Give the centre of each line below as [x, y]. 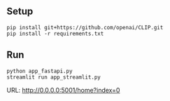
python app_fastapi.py [40, 71]
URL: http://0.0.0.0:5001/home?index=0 [63, 90]
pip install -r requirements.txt [55, 33]
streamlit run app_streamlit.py [54, 77]
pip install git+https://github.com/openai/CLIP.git [85, 27]
